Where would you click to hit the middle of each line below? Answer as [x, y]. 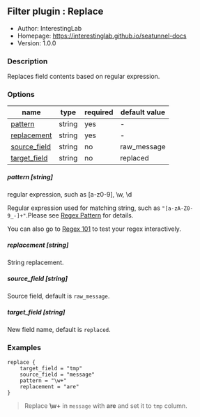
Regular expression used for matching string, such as [84, 208]
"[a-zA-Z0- [177, 208]
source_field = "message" [57, 374]
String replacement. [36, 263]
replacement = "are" [49, 386]
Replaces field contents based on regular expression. [84, 77]
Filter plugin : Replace [55, 12]
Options [21, 95]
